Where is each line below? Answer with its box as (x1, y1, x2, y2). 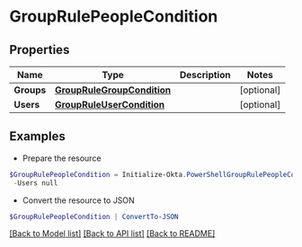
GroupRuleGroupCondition (54, 84, 172, 96)
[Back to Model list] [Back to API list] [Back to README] (9, 228, 216, 239)
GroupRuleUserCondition (54, 99, 164, 110)
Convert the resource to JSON (22, 195, 135, 206)
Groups (13, 84, 47, 96)
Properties (9, 42, 70, 57)
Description (179, 69, 231, 81)
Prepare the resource (22, 153, 102, 163)
